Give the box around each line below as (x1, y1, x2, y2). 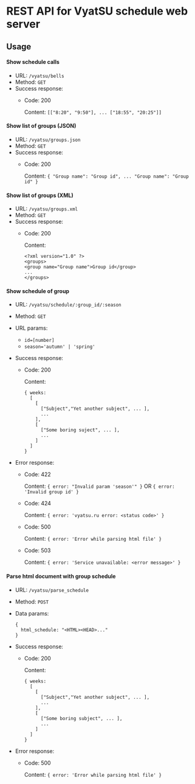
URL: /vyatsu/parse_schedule (15, 586, 89, 594)
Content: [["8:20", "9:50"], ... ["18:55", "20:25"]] (24, 108, 162, 116)
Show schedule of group (6, 287, 70, 294)
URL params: (15, 324, 48, 332)
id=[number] (24, 338, 55, 344)
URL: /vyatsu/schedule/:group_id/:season (15, 301, 121, 308)
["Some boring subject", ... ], (40, 715, 123, 721)
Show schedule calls (6, 58, 60, 66)
